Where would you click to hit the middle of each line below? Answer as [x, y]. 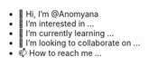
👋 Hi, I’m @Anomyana [58, 14]
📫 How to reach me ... [60, 53]
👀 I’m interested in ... [56, 24]
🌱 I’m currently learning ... [66, 33]
